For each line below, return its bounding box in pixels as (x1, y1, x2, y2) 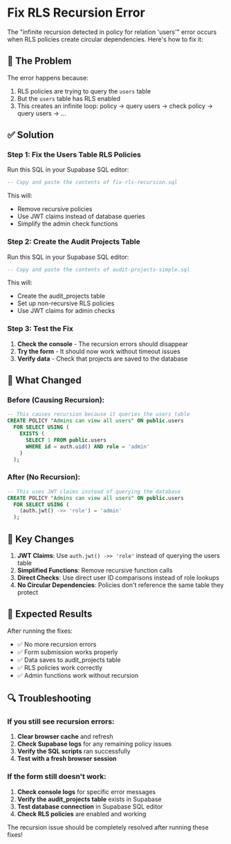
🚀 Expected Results (7, 608, 93, 620)
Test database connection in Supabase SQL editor (17, 802, 163, 811)
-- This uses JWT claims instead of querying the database (7, 488, 181, 495)
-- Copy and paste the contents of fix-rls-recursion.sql (7, 179, 178, 186)
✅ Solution (7, 129, 54, 141)
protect (17, 588, 38, 596)
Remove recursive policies (17, 205, 93, 213)
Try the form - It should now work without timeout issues (17, 347, 181, 355)
